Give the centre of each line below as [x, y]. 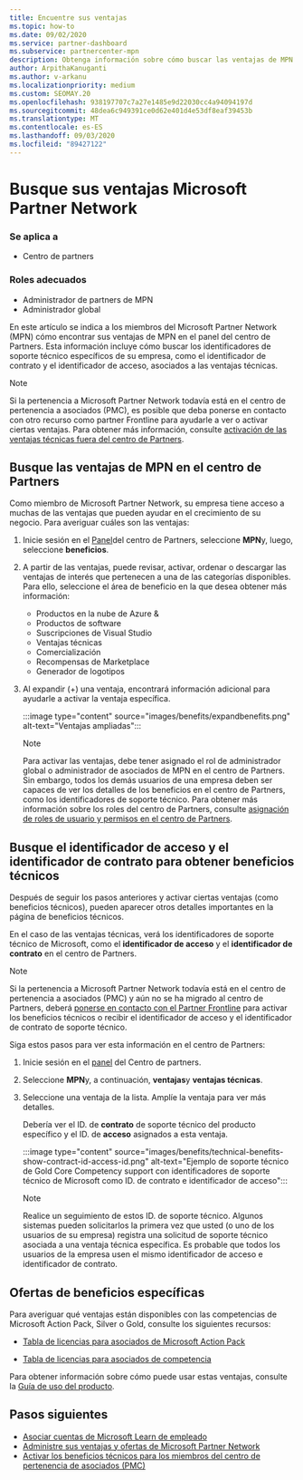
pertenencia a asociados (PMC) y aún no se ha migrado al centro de [137, 999]
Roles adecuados [48, 280]
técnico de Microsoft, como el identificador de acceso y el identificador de [151, 944]
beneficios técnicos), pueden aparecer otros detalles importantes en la [142, 907]
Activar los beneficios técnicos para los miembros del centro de [141, 1456]
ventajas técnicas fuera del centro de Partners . [97, 439]
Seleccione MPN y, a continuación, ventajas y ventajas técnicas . [142, 1080]
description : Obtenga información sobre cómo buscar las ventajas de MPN [151, 60]
